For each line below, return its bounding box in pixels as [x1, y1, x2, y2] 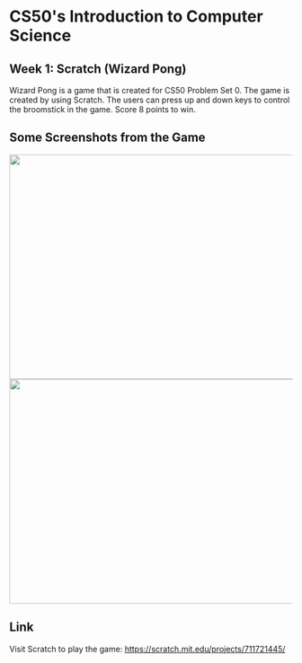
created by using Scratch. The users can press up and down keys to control [9, 94, 290, 105]
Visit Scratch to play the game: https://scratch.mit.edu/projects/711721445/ [9, 643, 286, 654]
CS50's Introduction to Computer [9, 6, 263, 27]
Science [9, 25, 72, 46]
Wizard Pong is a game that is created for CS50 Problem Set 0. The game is [9, 85, 290, 95]
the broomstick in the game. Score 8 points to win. [9, 104, 196, 114]
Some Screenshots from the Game [9, 130, 206, 146]
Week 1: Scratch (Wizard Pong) [9, 61, 187, 76]
